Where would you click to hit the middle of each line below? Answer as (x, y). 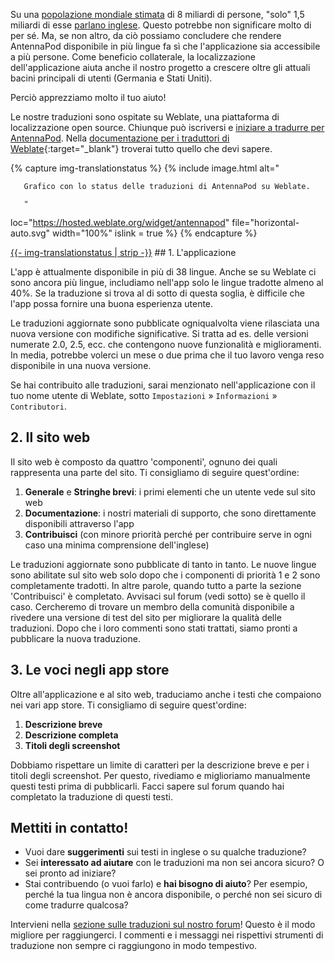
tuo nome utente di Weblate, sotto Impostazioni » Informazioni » (144, 395)
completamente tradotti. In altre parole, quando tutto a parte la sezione (156, 585)
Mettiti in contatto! (69, 828)
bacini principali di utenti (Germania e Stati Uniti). (111, 78)
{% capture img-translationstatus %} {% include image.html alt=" (145, 168)
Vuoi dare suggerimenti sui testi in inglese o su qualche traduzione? (165, 852)
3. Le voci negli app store (90, 670)
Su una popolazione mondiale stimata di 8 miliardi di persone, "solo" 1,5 (157, 14)
